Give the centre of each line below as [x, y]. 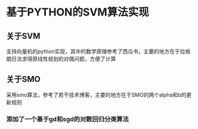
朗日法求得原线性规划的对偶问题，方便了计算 [61, 59]
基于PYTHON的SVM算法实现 [78, 12]
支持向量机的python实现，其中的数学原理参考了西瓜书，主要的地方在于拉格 [98, 51]
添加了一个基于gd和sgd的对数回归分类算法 [68, 119]
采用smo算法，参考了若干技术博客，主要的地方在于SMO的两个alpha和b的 [96, 95]
